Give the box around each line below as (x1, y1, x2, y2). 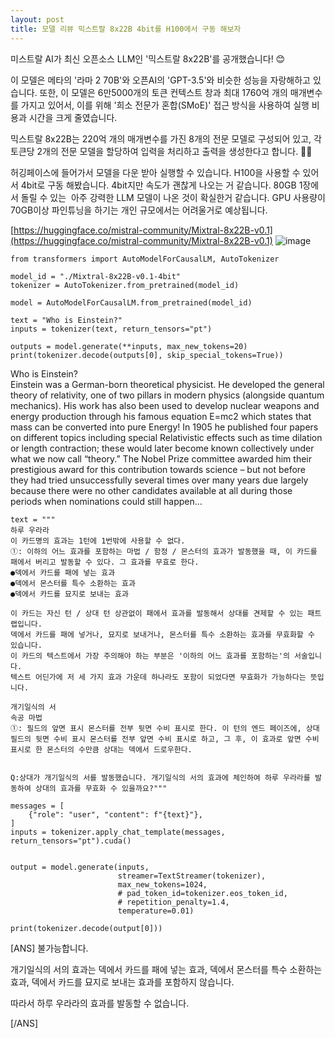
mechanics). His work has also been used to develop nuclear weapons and (10, 399, 320, 411)
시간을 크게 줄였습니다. (28, 111, 118, 123)
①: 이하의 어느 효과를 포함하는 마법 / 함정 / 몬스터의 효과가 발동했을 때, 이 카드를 (10, 546, 318, 556)
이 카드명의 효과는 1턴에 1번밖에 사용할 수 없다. (10, 536, 186, 546)
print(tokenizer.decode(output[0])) (10, 923, 163, 933)
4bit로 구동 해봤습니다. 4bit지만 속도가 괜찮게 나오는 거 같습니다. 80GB (20, 179, 297, 191)
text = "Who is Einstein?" (10, 315, 123, 325)
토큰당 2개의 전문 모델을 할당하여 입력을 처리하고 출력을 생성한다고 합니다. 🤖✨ (10, 145, 313, 157)
